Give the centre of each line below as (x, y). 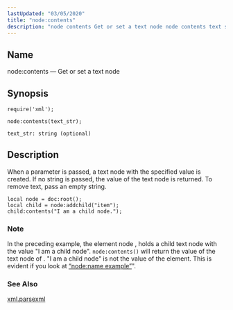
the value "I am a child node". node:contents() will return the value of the (112, 252)
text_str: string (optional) (49, 133)
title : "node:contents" (42, 20)
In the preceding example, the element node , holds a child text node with (112, 244)
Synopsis (28, 93)
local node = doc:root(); (44, 199)
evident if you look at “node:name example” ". (72, 266)
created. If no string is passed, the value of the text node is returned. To (110, 179)
